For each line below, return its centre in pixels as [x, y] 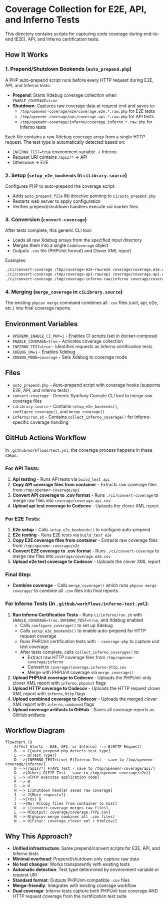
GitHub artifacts [29, 715]
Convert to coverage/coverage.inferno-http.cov [77, 667]
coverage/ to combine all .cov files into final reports [65, 591]
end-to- [151, 34]
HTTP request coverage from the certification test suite [69, 896]
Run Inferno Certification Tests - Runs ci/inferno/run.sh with [77, 615]
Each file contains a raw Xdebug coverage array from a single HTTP [75, 137]
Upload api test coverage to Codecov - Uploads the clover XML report [85, 506]
